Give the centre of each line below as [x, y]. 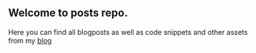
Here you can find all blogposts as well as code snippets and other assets [128, 32]
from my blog [30, 40]
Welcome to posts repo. [68, 13]
